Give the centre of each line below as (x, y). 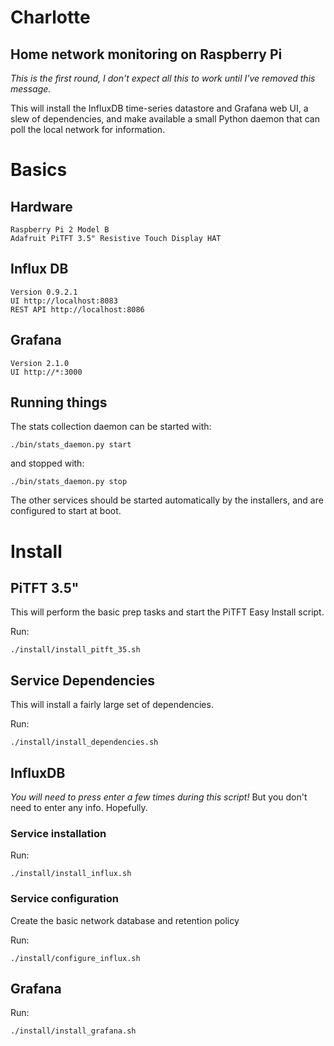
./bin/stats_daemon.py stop (69, 482)
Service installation (58, 833)
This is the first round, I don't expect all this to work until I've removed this (163, 78)
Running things (59, 402)
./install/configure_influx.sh (75, 958)
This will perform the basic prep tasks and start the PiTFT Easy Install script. (167, 612)
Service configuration (64, 899)
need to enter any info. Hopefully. (79, 808)
